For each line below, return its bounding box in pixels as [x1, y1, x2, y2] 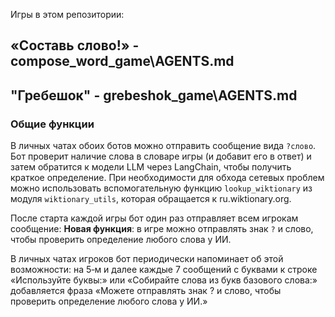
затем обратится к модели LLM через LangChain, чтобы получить [10, 161, 292, 173]
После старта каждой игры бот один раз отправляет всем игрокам [10, 212, 299, 224]
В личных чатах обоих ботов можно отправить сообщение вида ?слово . [10, 140, 317, 152]
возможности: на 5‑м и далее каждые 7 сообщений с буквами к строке [10, 264, 318, 276]
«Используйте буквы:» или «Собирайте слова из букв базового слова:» [10, 274, 318, 286]
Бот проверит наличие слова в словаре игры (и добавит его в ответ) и [10, 150, 312, 163]
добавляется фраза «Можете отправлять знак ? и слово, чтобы [10, 285, 282, 297]
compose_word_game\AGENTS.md [10, 53, 235, 70]
